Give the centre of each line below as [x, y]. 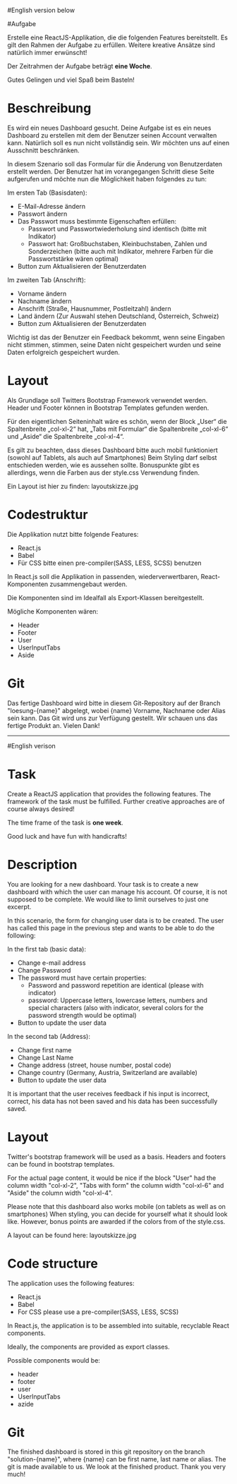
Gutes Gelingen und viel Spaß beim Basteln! [71, 80]
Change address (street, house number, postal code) [94, 1065]
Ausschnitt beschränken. [43, 150]
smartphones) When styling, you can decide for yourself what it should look [117, 1214]
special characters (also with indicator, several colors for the [116, 1007]
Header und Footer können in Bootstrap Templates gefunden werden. [108, 408]
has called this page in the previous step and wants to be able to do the [111, 927]
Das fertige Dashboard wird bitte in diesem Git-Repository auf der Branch [114, 703]
